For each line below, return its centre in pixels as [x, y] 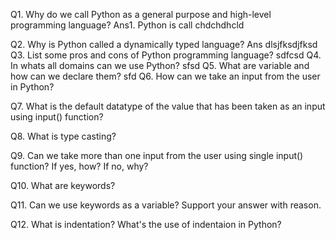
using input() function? [57, 117]
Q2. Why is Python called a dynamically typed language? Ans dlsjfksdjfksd [164, 44]
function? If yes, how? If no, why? [79, 166]
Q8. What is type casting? [63, 136]
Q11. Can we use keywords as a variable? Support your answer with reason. [166, 205]
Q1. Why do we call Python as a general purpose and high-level [141, 14]
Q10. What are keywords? [63, 185]
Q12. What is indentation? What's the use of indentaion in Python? [146, 224]
